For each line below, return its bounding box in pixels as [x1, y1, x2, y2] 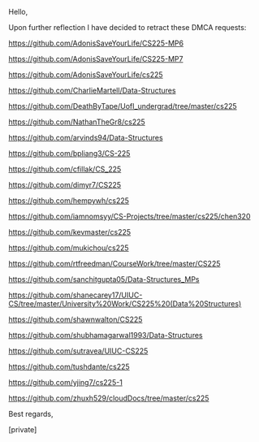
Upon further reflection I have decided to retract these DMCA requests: [8, 23, 247, 32]
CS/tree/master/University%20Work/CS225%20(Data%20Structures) [8, 299, 242, 308]
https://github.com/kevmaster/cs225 [8, 227, 132, 236]
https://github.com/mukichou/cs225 [8, 243, 129, 253]
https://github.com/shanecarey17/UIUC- [8, 290, 143, 300]
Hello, [8, 7, 28, 16]
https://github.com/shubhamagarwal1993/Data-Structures [8, 331, 203, 340]
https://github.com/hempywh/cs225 [8, 196, 130, 206]
